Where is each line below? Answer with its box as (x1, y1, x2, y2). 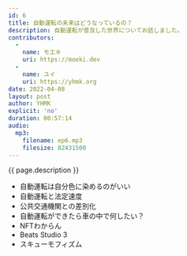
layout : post (8, 92, 51, 100)
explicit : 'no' (8, 107, 58, 115)
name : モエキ (22, 48, 62, 56)
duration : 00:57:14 (8, 115, 73, 122)
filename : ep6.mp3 (22, 136, 83, 145)
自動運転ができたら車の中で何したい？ (19, 211, 144, 221)
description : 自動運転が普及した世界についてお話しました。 (8, 26, 183, 34)
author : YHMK (8, 100, 51, 107)
